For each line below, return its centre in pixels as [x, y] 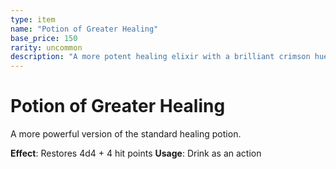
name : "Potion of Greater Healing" [84, 29]
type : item [33, 19]
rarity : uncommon [46, 47]
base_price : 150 [44, 38]
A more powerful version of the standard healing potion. [126, 134]
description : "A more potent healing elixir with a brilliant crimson [160, 57]
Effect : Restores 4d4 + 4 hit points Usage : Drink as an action [136, 153]
